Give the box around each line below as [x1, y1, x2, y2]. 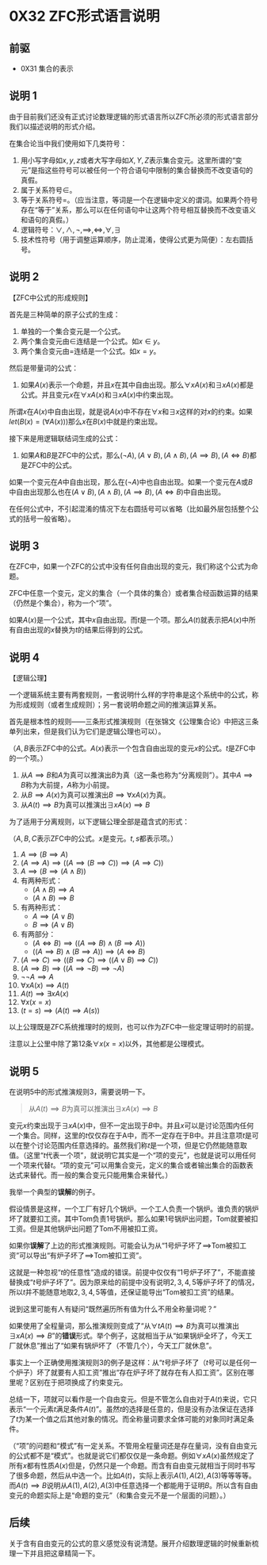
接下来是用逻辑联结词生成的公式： [9, 433, 120, 443]
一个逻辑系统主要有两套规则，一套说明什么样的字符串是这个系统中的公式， [9, 690, 252, 700]
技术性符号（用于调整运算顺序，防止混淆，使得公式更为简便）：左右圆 [20, 235, 246, 244]
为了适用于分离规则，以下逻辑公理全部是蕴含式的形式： [9, 817, 189, 827]
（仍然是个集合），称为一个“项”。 [9, 598, 116, 608]
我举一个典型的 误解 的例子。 [9, 1187, 100, 1197]
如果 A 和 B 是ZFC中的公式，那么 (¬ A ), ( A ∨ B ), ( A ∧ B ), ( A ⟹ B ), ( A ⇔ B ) [20, 450, 250, 460]
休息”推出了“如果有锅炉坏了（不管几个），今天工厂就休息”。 [22, 1341, 216, 1351]
